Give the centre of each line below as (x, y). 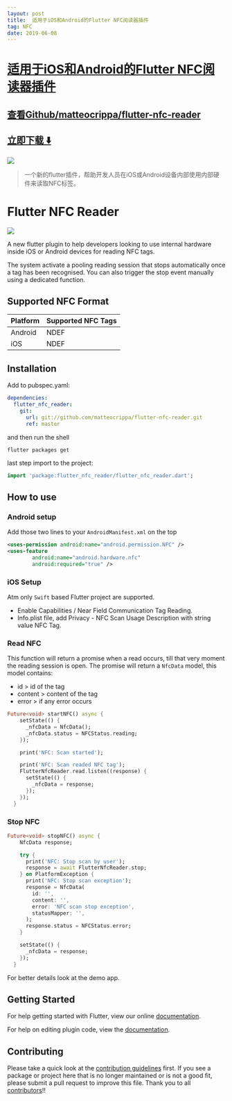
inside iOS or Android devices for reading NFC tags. (81, 251)
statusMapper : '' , (59, 913)
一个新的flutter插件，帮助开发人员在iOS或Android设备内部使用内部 (119, 174)
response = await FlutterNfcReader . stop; (86, 868)
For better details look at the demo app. (63, 977)
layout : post (26, 14)
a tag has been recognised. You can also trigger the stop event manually (110, 272)
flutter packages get (38, 450)
